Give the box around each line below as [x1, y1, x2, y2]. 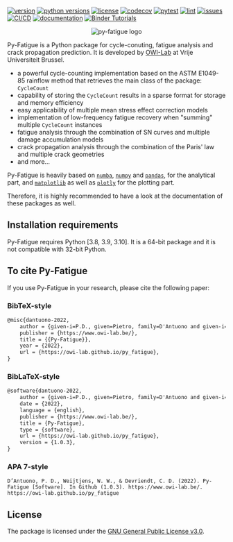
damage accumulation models [17, 135, 104, 144]
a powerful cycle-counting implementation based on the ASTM [17, 69, 197, 77]
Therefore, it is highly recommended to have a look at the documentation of [7, 192, 223, 200]
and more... [17, 158, 51, 166]
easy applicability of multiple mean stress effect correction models [17, 106, 208, 114]
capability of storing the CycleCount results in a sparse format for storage [17, 91, 226, 99]
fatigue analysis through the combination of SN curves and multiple [17, 128, 210, 136]
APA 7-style [7, 462, 49, 472]
